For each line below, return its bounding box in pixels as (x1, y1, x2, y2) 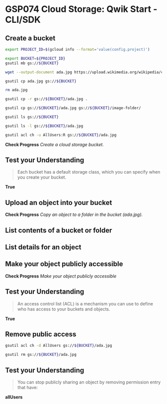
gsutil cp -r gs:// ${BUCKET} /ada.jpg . (5, 97, 88, 101)
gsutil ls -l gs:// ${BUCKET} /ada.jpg (5, 123, 83, 128)
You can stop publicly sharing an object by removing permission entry (17, 379, 161, 385)
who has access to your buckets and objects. (17, 306, 110, 312)
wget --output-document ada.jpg (5, 70, 72, 75)
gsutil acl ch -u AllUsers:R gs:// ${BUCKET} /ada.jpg (5, 132, 117, 137)
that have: (17, 385, 38, 391)
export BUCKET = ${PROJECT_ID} (5, 56, 66, 61)
